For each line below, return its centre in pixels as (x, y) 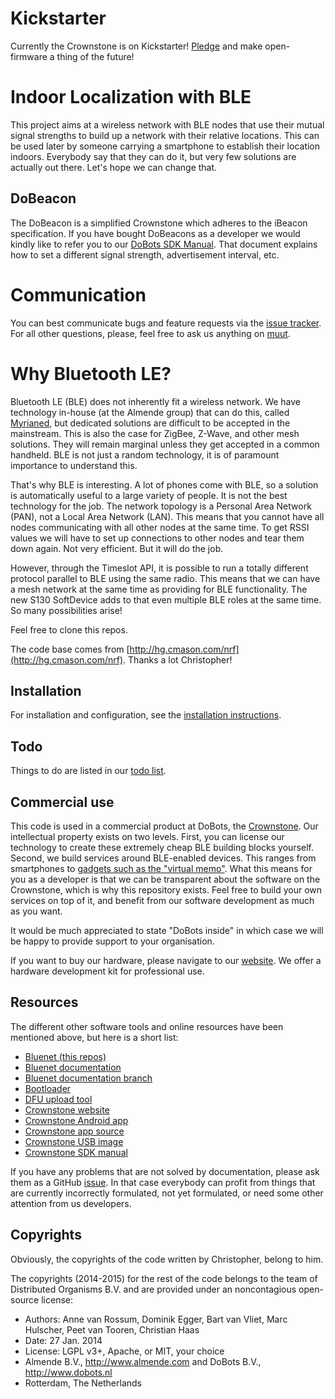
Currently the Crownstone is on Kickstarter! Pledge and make (136, 46)
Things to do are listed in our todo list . (88, 771)
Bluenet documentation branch (88, 1078)
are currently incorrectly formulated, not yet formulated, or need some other (167, 1193)
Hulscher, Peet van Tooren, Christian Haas (112, 1329)
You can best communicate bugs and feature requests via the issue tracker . (166, 323)
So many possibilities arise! (66, 610)
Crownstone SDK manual (76, 1152)
